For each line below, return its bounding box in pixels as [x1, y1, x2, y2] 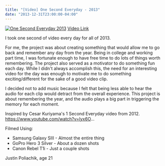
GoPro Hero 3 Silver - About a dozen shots [12, 140, 99, 146]
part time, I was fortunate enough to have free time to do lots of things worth [5, 55, 161, 61]
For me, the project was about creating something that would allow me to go [5, 44, 160, 50]
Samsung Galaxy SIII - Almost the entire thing [12, 135, 105, 141]
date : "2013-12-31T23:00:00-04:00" [5, 12, 78, 17]
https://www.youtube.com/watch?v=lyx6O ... [5, 116, 95, 122]
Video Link [67, 25, 89, 31]
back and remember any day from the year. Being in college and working [5, 50, 153, 56]
